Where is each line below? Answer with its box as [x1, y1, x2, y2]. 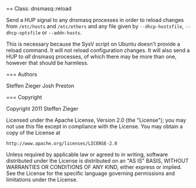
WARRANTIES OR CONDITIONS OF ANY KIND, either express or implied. [6, 164, 182, 170]
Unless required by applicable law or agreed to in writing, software [6, 151, 168, 158]
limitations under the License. [6, 176, 78, 183]
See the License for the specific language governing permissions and [6, 170, 175, 177]
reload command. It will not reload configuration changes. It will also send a [6, 47, 190, 54]
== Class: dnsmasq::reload [6, 5, 72, 12]
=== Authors [6, 71, 37, 77]
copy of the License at [6, 129, 61, 136]
